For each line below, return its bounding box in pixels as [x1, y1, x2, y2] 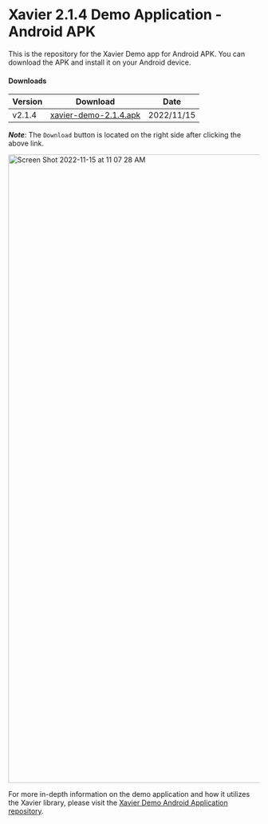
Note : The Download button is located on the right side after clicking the [8, 130, 242, 140]
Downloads [8, 76, 47, 86]
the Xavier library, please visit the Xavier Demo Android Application [8, 798, 229, 808]
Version [12, 96, 43, 107]
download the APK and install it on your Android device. [8, 58, 191, 67]
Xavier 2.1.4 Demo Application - [8, 6, 223, 24]
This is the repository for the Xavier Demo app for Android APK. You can [8, 49, 246, 58]
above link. [8, 138, 45, 149]
